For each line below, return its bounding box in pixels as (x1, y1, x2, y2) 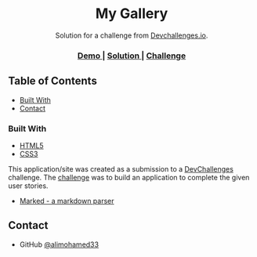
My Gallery (95, 5, 168, 23)
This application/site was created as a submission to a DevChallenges (8, 164, 233, 173)
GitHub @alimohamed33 (19, 240, 100, 249)
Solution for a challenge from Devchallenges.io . (55, 31, 208, 40)
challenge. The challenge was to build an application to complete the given (8, 172, 250, 182)
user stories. (8, 181, 49, 190)
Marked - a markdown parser (19, 196, 115, 205)
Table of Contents (8, 74, 98, 88)
